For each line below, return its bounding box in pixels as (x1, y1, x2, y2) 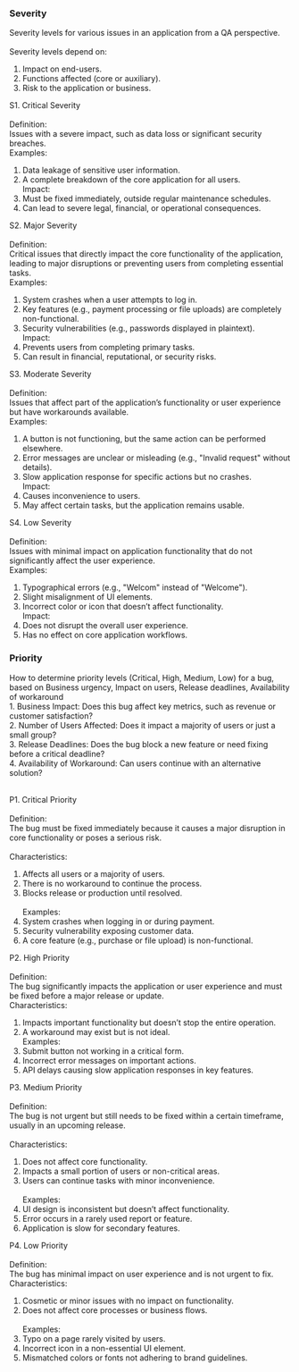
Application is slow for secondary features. (21, 1223, 180, 1233)
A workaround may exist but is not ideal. (21, 1026, 170, 1037)
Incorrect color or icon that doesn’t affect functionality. (21, 602, 224, 612)
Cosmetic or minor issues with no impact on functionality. (21, 1295, 234, 1306)
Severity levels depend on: (9, 46, 107, 57)
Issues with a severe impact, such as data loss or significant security (9, 129, 262, 139)
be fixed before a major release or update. (9, 990, 164, 1001)
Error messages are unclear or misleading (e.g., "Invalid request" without (21, 452, 291, 463)
